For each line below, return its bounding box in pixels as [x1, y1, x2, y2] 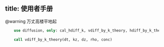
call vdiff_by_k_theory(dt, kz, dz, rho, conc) [14, 37, 112, 42]
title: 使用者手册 [5, 4, 53, 13]
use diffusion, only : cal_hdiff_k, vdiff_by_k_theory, [14, 28, 128, 33]
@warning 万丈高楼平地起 [5, 18, 57, 24]
